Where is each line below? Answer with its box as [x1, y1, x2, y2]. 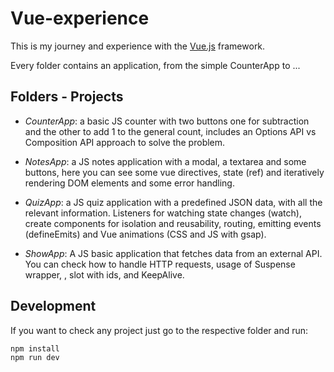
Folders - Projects [10, 88, 124, 106]
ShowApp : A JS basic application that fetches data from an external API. [24, 247, 323, 259]
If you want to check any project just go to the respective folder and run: [10, 324, 309, 336]
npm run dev [10, 353, 60, 363]
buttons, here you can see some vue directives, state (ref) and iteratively [24, 166, 325, 178]
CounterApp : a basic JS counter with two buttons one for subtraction [24, 115, 310, 127]
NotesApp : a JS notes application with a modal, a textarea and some [24, 155, 307, 167]
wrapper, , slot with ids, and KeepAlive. [24, 268, 185, 281]
